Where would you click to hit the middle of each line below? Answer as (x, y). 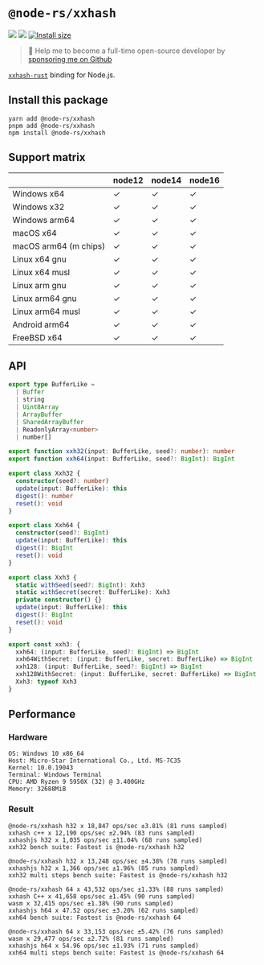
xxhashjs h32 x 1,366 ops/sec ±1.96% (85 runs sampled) (104, 868)
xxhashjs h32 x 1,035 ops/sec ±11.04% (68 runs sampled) (106, 840)
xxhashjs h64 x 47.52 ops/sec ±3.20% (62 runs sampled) (104, 910)
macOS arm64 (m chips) (59, 245)
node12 (128, 180)
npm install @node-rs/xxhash (57, 133)
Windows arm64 (44, 220)
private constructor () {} (59, 600)
